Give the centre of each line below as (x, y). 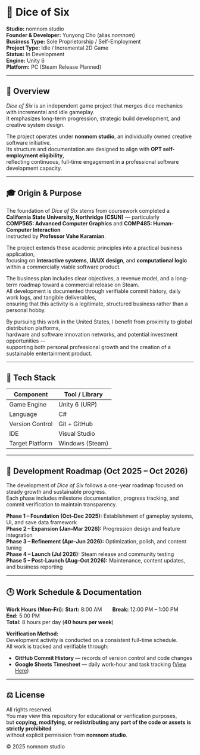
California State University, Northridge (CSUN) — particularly (83, 217)
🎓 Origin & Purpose (44, 193)
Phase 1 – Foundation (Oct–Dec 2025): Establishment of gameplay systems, (100, 516)
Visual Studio (77, 434)
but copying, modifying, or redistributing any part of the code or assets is (99, 722)
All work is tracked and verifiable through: (57, 646)
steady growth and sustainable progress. (56, 492)
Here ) (22, 671)
